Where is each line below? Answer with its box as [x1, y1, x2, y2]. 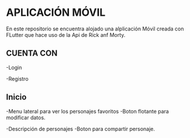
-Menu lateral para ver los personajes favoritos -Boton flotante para [6, 108, 170, 115]
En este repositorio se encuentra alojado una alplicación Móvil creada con [6, 25, 184, 32]
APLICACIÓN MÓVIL [6, 6, 106, 19]
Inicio [6, 92, 27, 102]
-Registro [6, 75, 29, 82]
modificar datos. [6, 114, 46, 121]
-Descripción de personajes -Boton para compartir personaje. [6, 125, 156, 132]
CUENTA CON [6, 49, 58, 58]
